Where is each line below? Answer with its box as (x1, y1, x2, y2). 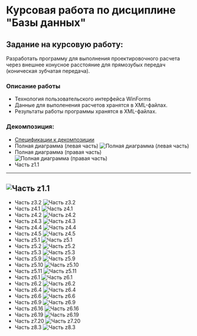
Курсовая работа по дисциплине (6, 4, 176, 17)
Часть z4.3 (14, 218, 42, 225)
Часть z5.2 (14, 243, 42, 250)
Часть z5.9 (14, 255, 42, 262)
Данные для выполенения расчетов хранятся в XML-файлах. (14, 102, 168, 109)
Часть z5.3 (14, 249, 42, 256)
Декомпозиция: (6, 123, 55, 131)
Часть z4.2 (14, 211, 42, 219)
